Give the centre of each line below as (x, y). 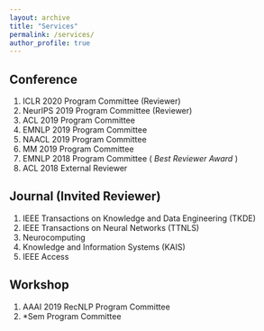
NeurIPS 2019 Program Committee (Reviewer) (107, 111)
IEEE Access (46, 256)
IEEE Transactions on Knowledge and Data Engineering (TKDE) (139, 218)
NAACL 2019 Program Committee (84, 140)
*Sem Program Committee (72, 316)
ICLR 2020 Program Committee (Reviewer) (102, 101)
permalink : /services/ (52, 34)
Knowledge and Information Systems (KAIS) (104, 247)
